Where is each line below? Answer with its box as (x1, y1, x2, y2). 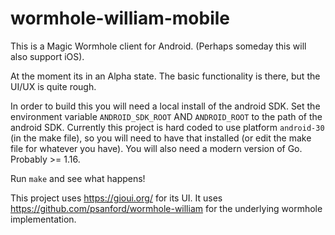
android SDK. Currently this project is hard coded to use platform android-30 (10, 121, 325, 133)
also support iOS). (10, 50, 85, 62)
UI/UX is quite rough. (10, 80, 97, 92)
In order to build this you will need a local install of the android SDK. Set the (10, 100, 321, 112)
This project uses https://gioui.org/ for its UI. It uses (10, 192, 223, 204)
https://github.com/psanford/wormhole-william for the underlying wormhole (10, 202, 323, 214)
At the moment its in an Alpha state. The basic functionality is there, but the (10, 70, 321, 82)
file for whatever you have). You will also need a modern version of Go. (10, 142, 303, 154)
